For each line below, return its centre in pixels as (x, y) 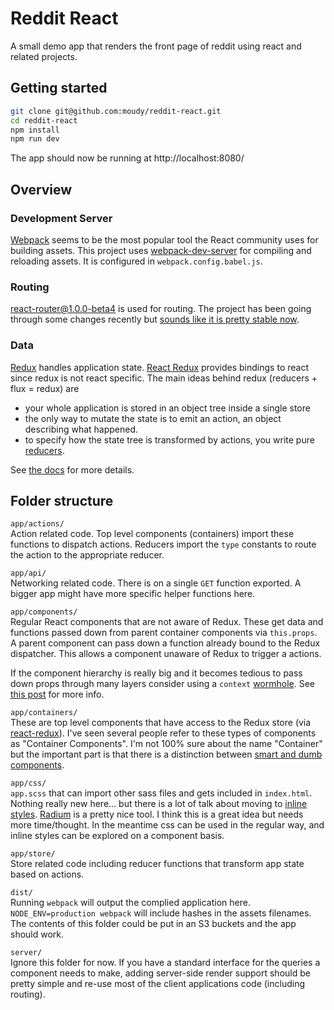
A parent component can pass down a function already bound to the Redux (165, 643)
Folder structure (62, 500)
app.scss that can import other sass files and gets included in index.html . (161, 793)
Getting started (59, 88)
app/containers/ (44, 713)
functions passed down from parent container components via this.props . (164, 633)
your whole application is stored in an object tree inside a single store (167, 408)
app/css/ (28, 783)
